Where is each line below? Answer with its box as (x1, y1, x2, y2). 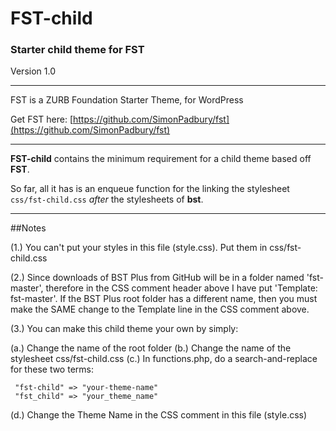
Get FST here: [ (10, 113, 73, 126)
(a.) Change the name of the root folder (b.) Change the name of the (10, 342, 292, 354)
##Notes (10, 222, 47, 234)
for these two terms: (10, 363, 94, 376)
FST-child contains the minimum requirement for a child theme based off (10, 153, 312, 165)
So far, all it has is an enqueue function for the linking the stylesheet (10, 183, 290, 195)
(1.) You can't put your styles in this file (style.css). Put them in (10, 242, 268, 254)
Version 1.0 (10, 65, 56, 77)
